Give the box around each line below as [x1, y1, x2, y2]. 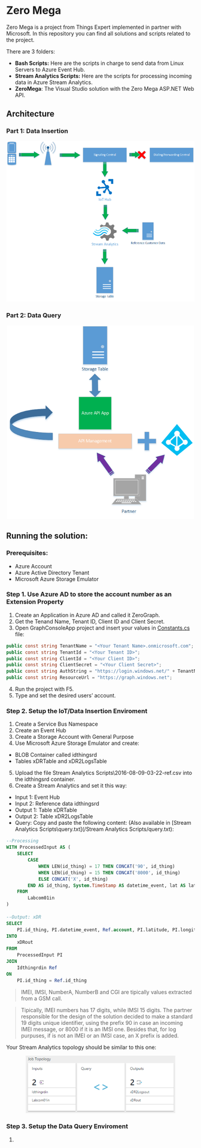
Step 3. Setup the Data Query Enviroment [6, 1122, 129, 1131]
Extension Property [6, 598, 64, 606]
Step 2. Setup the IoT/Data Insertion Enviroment [6, 707, 148, 715]
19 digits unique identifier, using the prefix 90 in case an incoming [20, 1019, 184, 1026]
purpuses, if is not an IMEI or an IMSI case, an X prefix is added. [20, 1031, 179, 1039]
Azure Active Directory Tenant [14, 569, 90, 576]
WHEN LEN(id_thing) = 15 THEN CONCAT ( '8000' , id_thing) [38, 869, 181, 876]
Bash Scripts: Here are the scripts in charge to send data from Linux [14, 59, 184, 67]
